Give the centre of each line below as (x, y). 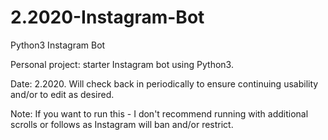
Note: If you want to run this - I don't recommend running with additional (159, 113)
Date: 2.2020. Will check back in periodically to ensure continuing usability (164, 83)
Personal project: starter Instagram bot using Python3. (122, 64)
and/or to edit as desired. (62, 94)
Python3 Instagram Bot (58, 45)
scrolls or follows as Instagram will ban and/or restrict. (122, 124)
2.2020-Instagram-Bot (107, 17)
